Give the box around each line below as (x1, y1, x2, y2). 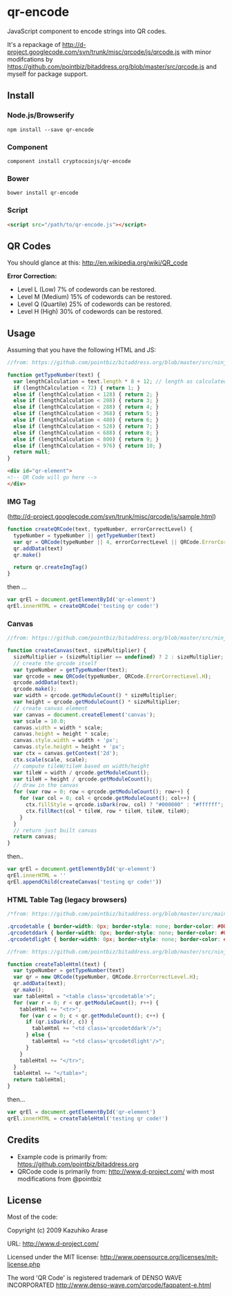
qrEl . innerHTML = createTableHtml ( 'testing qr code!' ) (7, 1115, 168, 1122)
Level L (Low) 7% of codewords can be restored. (17, 285, 157, 294)
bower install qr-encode (7, 189, 79, 197)
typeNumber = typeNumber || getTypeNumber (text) (13, 532, 156, 539)
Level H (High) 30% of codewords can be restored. (17, 307, 164, 316)
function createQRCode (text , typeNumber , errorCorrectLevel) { (7, 526, 193, 533)
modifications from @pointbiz (17, 1174, 102, 1183)
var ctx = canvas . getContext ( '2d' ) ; (13, 750, 119, 757)
